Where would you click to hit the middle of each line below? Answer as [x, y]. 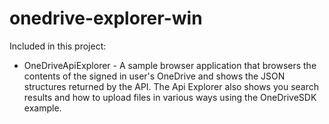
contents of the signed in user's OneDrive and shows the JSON [154, 76]
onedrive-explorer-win [106, 18]
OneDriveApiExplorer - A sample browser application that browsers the [170, 65]
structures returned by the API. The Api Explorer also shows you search [171, 86]
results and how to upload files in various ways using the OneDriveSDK [170, 97]
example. [42, 108]
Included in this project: [58, 46]
